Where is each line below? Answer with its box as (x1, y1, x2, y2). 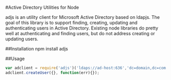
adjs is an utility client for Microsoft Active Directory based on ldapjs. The (5, 14, 160, 20)
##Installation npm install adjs (5, 46, 68, 51)
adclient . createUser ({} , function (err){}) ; (5, 70, 100, 75)
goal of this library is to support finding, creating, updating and (5, 20, 138, 25)
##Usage (5, 56, 25, 62)
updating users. (5, 36, 38, 42)
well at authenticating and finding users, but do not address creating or (5, 31, 155, 36)
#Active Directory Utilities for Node (5, 5, 79, 10)
